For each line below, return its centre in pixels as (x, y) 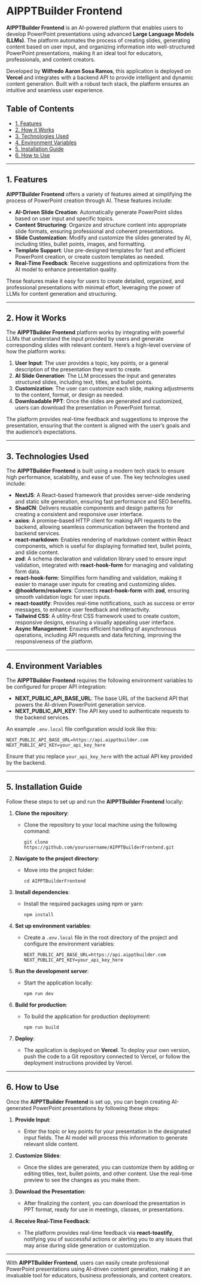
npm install (39, 914)
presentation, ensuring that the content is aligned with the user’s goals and (98, 426)
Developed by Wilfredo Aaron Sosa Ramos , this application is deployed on (99, 71)
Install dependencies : (42, 892)
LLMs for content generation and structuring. (62, 293)
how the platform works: (36, 351)
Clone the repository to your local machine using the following (100, 825)
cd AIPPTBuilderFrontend (55, 881)
